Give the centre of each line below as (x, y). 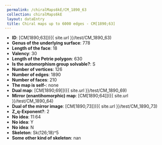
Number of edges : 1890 (36, 74)
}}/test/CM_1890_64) (33, 101)
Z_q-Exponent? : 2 (31, 112)
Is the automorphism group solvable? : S (54, 64)
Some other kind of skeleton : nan (46, 138)
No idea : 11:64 (26, 117)
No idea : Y (23, 122)
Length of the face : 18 (35, 48)
